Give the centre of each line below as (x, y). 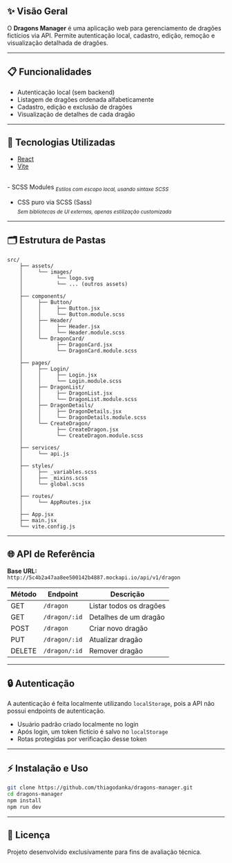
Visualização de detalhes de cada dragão (76, 114)
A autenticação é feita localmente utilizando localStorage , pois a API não (111, 704)
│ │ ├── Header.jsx (60, 326)
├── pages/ (35, 363)
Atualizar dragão (116, 639)
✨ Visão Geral (37, 11)
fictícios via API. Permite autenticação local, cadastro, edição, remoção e (111, 35)
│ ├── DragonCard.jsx (66, 345)
